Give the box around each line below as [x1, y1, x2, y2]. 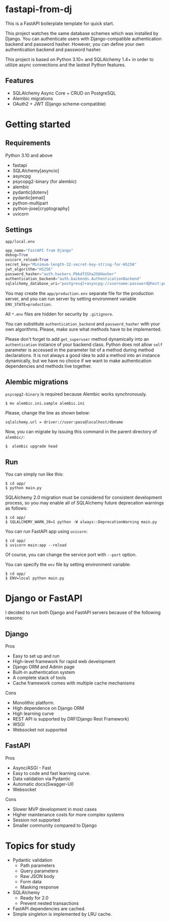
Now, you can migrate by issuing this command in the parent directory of [5, 429, 157, 435]
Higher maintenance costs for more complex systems [12, 811, 124, 817]
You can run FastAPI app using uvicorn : [5, 528, 88, 534]
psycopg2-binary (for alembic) [12, 178, 77, 184]
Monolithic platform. [12, 699, 55, 705]
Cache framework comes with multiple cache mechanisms [12, 680, 135, 686]
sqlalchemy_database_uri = [5, 281, 60, 286]
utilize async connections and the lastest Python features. [5, 62, 126, 68]
